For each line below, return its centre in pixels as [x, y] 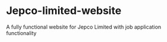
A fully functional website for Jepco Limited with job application [84, 27]
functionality [21, 33]
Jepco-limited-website [64, 11]
